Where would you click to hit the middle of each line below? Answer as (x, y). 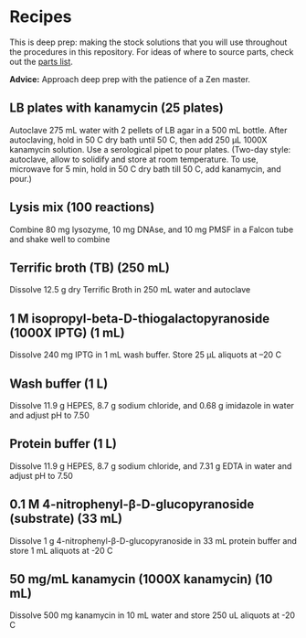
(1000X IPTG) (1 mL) (67, 332)
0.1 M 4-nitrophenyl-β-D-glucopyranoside (132, 505)
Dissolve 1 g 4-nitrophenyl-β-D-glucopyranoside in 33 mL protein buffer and (153, 540)
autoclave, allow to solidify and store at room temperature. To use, (134, 159)
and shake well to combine (60, 239)
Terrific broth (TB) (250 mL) (90, 267)
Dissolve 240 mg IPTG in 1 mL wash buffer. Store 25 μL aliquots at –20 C (145, 355)
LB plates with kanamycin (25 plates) (116, 108)
